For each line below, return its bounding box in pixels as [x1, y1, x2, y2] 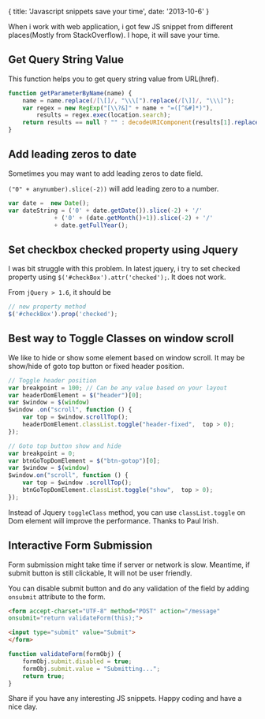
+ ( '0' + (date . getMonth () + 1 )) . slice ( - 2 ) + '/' [54, 214, 214, 222]
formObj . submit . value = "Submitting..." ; [22, 665, 160, 672]
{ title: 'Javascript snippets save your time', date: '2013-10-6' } [8, 7, 210, 16]
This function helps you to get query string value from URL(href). [8, 74, 219, 84]
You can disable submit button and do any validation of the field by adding [8, 583, 250, 593]
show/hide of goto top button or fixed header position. [8, 361, 185, 371]
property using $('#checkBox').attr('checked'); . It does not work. [8, 272, 226, 282]
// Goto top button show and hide [8, 441, 122, 450]
